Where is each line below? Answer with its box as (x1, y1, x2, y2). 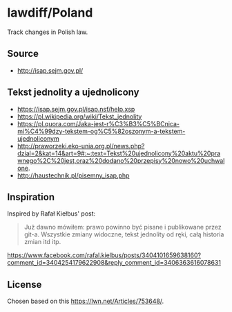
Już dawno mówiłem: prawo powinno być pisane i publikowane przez (23, 223, 222, 232)
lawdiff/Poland (7, 5, 93, 21)
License (7, 279, 42, 291)
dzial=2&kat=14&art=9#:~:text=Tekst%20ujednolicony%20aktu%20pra (17, 149, 221, 157)
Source (7, 48, 39, 60)
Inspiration (7, 191, 55, 202)
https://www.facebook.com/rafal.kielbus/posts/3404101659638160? (7, 251, 202, 259)
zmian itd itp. (23, 238, 61, 246)
